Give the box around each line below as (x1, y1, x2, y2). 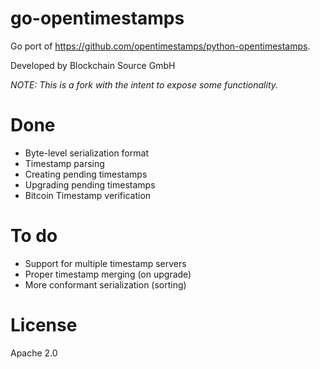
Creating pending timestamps (24, 168, 148, 180)
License (10, 314, 78, 336)
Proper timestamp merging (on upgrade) (24, 268, 192, 280)
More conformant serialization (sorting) (24, 278, 187, 291)
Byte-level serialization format (24, 147, 149, 159)
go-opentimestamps (10, 7, 185, 30)
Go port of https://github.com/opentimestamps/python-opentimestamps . (10, 40, 311, 52)
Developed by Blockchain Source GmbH (10, 59, 176, 71)
